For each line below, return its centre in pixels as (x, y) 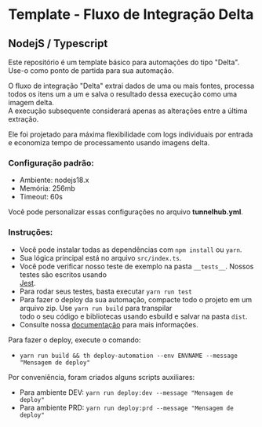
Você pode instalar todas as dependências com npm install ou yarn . (131, 250)
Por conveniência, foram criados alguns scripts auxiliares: (102, 377)
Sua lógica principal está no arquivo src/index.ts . (100, 257)
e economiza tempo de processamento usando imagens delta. (109, 142)
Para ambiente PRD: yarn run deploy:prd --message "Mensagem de (126, 407)
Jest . (27, 283)
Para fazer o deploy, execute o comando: (75, 340)
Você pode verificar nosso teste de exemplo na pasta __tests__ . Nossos (136, 266)
